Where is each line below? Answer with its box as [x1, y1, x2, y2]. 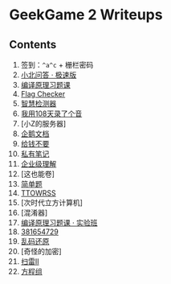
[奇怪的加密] [20, 247, 63, 256]
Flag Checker [20, 89, 66, 98]
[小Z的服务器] [20, 119, 67, 128]
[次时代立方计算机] [20, 198, 83, 207]
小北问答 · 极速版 [20, 70, 77, 80]
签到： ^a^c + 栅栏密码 [20, 60, 94, 69]
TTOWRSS [20, 188, 56, 198]
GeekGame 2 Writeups [9, 6, 163, 24]
